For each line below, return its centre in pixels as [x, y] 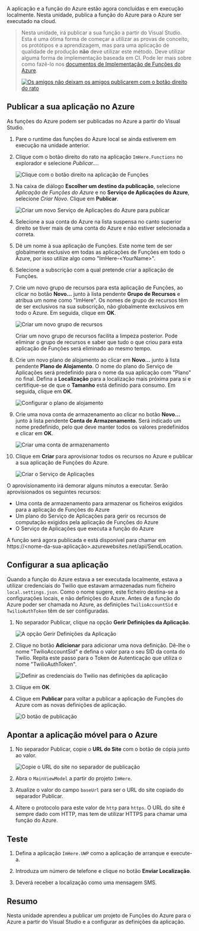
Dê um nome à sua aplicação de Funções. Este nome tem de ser [94, 245]
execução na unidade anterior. [52, 145]
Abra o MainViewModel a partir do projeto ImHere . [73, 779]
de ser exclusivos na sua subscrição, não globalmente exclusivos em [99, 306]
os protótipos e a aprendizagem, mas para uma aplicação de [95, 45]
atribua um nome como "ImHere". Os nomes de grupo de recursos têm [102, 300]
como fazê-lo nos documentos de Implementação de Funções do [101, 64]
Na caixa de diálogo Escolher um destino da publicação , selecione [97, 186]
